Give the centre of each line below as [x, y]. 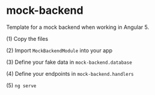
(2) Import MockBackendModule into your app [59, 50]
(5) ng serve [21, 85]
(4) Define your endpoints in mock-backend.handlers [70, 73]
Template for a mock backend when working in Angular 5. [77, 27]
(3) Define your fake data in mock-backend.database [69, 62]
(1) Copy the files [27, 38]
